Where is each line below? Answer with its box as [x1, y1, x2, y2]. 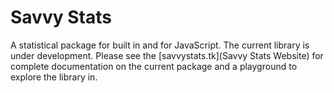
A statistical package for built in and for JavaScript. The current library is [10, 39, 310, 51]
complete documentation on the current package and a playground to [10, 60, 298, 72]
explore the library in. [10, 71, 98, 83]
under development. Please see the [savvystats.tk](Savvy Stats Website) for [10, 49, 324, 61]
